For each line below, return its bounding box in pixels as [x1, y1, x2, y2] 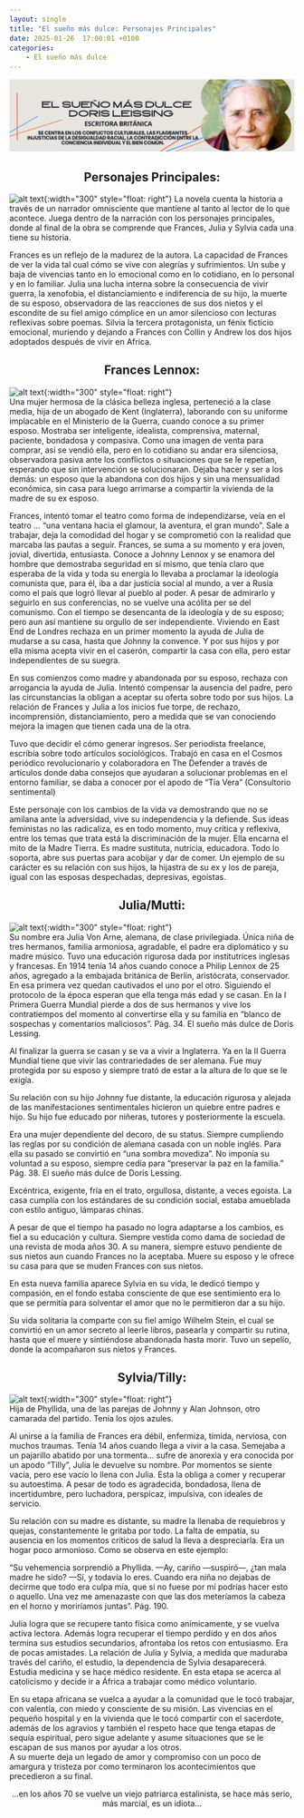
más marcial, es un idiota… [102, 1798, 202, 1809]
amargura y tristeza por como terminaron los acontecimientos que [9, 1761, 256, 1773]
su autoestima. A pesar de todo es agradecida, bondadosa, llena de [9, 1479, 261, 1490]
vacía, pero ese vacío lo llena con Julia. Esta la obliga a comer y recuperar [9, 1470, 287, 1481]
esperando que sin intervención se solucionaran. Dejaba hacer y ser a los [9, 464, 283, 474]
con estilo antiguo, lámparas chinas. [9, 1204, 144, 1215]
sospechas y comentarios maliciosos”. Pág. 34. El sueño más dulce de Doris [9, 1018, 294, 1029]
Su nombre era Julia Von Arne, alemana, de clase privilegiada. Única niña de [9, 931, 294, 943]
